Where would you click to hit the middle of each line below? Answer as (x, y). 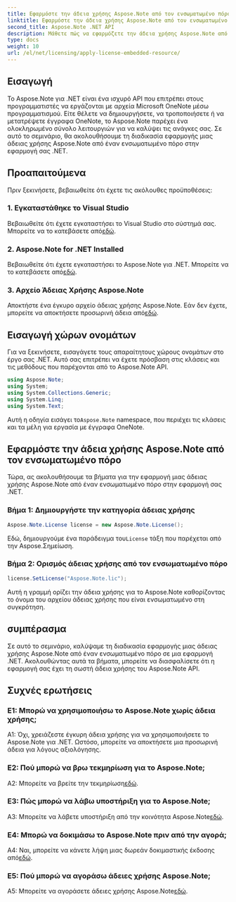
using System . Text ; (36, 406)
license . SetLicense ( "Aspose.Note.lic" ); (67, 578)
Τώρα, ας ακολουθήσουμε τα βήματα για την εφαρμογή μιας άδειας (107, 477)
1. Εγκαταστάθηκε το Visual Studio (68, 208)
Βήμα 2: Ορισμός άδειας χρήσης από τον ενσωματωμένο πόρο (118, 564)
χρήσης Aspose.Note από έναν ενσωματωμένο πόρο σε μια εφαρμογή (110, 653)
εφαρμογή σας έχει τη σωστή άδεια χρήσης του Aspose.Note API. (104, 668)
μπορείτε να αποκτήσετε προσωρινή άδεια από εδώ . (83, 313)
